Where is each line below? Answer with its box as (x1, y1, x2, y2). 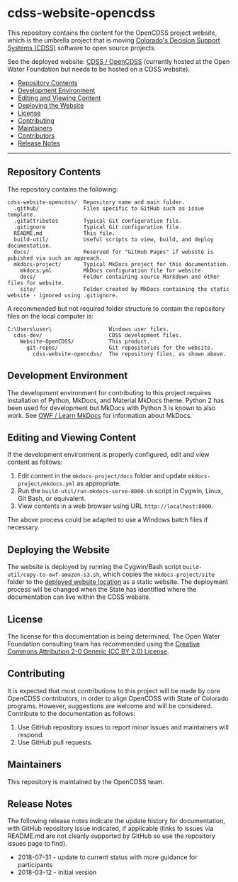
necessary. (7, 523, 40, 531)
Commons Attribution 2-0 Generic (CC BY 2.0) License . (7, 647, 169, 656)
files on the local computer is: (7, 312, 94, 320)
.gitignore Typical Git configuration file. (13, 224, 182, 231)
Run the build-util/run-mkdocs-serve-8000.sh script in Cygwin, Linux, (17, 487, 223, 495)
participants (17, 861, 53, 869)
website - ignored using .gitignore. (7, 292, 119, 299)
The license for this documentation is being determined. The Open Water (7, 632, 221, 640)
